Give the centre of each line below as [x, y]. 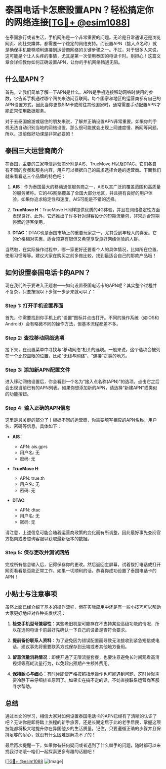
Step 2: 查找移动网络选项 [35, 338]
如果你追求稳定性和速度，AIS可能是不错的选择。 [70, 199]
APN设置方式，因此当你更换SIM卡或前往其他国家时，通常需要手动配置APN [81, 104]
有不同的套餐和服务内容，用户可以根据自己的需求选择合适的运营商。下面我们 [83, 170]
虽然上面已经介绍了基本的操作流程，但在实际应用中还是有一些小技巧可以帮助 [83, 607]
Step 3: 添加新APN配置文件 [38, 370]
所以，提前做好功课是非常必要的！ [40, 133]
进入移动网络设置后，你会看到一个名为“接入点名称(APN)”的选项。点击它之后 [82, 382]
